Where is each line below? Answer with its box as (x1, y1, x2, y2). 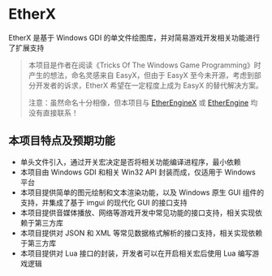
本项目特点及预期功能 (8, 134, 115, 148)
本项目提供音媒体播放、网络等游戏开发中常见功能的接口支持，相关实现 (19, 208, 256, 218)
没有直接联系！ (28, 107, 79, 118)
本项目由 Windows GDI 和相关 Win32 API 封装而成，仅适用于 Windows (19, 167, 256, 177)
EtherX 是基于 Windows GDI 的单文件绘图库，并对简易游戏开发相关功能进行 (8, 32, 261, 42)
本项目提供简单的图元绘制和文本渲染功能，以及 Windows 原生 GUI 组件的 (19, 188, 265, 197)
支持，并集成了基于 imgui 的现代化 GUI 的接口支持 (19, 197, 188, 207)
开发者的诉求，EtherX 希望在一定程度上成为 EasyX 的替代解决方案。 (35, 80, 263, 90)
